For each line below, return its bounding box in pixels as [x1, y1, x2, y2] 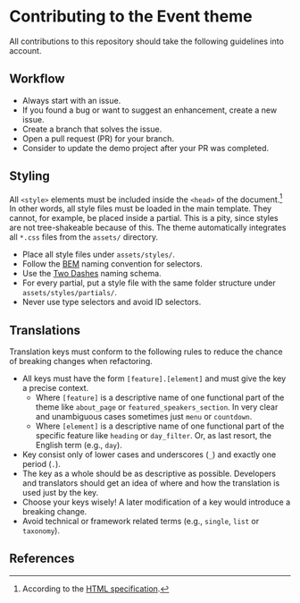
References [9, 551, 75, 566]
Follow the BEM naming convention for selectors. [21, 259, 204, 269]
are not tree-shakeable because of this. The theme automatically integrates [9, 222, 287, 234]
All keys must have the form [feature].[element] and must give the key [21, 373, 287, 384]
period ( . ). [21, 459, 61, 470]
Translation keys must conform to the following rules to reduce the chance [9, 346, 283, 357]
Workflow [9, 72, 65, 87]
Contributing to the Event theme [9, 6, 253, 27]
